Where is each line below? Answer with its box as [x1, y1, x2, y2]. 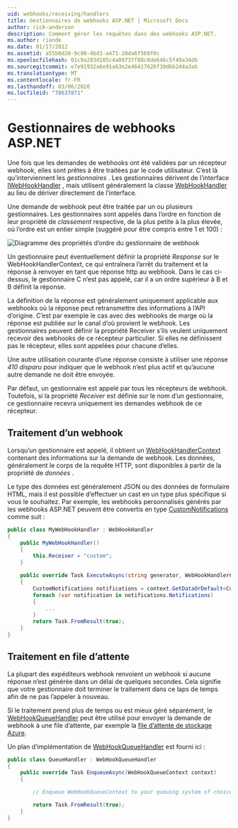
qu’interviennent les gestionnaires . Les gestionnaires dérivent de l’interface [7, 174, 229, 182]
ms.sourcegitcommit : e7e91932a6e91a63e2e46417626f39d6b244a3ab [7, 63, 198, 70]
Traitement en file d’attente [7, 651, 130, 663]
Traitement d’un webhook [7, 427, 123, 440]
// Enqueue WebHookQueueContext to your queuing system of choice [33, 788, 233, 796]
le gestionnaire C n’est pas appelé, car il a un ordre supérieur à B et [31, 275, 228, 284]
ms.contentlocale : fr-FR [7, 76, 81, 84]
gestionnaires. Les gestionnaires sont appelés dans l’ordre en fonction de [7, 210, 222, 218]
